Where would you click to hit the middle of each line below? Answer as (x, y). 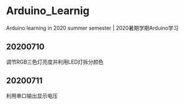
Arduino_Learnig (48, 11)
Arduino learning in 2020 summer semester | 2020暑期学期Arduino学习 (92, 28)
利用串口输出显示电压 (32, 96)
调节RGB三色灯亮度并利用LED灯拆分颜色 (55, 62)
